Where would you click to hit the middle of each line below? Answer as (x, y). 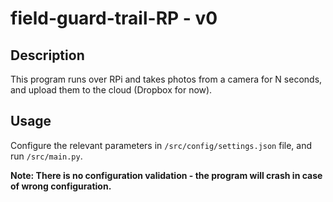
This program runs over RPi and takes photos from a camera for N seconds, (166, 79)
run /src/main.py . (46, 156)
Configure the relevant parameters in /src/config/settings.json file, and (161, 145)
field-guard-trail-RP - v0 (114, 18)
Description (47, 55)
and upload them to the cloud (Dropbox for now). (111, 90)
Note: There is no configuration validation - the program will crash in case (166, 175)
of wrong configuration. (61, 186)
